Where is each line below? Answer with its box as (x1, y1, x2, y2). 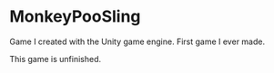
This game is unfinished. (9, 53, 102, 64)
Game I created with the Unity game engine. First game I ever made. (9, 36, 266, 47)
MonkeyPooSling (9, 6, 141, 27)
